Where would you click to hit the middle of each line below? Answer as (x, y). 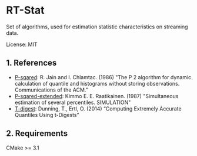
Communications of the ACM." (51, 90)
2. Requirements (37, 134)
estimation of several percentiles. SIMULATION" (73, 102)
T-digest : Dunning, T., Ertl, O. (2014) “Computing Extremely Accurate (98, 108)
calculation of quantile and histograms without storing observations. (97, 83)
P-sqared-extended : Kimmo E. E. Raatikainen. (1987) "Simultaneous (96, 96)
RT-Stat (25, 10)
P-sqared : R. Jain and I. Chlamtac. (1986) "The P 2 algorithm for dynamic (103, 77)
